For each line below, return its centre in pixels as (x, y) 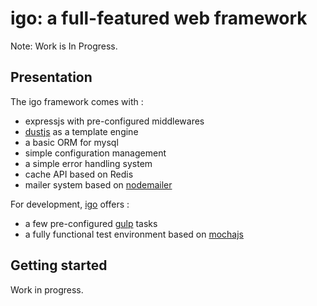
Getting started (59, 265)
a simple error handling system (88, 163)
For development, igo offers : (70, 204)
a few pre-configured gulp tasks (91, 223)
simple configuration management (95, 153)
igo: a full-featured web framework (159, 18)
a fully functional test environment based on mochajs (134, 234)
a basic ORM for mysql (71, 142)
